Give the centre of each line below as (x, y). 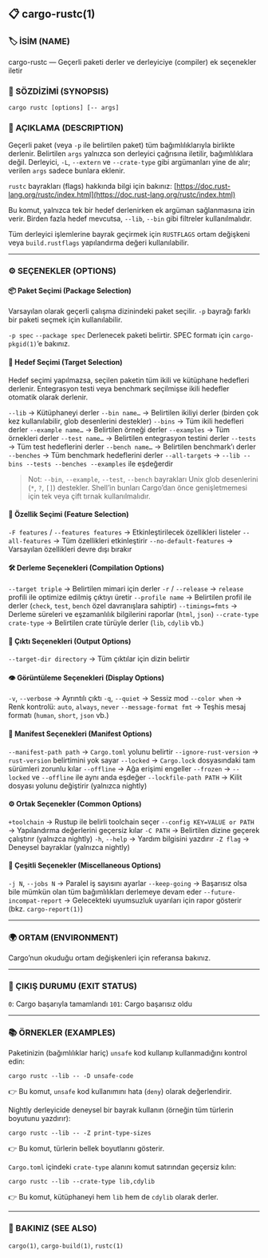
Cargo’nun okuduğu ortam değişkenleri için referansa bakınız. (110, 958)
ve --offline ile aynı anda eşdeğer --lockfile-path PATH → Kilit (137, 777)
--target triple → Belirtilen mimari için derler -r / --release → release (126, 589)
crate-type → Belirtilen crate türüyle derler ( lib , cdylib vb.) (106, 623)
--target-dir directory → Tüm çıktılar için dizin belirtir (99, 659)
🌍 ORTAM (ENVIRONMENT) (63, 937)
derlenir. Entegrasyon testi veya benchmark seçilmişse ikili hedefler (119, 388)
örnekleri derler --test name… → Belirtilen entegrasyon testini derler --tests (132, 438)
